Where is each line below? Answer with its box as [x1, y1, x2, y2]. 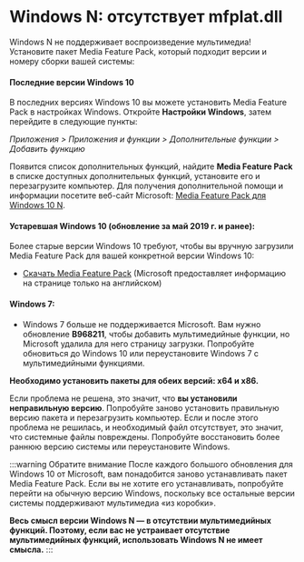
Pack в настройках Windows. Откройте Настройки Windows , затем [9, 106, 272, 117]
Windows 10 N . [9, 200, 66, 211]
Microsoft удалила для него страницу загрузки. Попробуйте [22, 338, 255, 349]
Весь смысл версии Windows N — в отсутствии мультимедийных [9, 515, 272, 526]
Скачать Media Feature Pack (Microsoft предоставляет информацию [22, 268, 287, 279]
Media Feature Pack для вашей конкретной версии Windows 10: [9, 250, 255, 261]
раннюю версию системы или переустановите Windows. [9, 441, 230, 452]
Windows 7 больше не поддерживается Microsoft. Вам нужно [22, 318, 261, 329]
